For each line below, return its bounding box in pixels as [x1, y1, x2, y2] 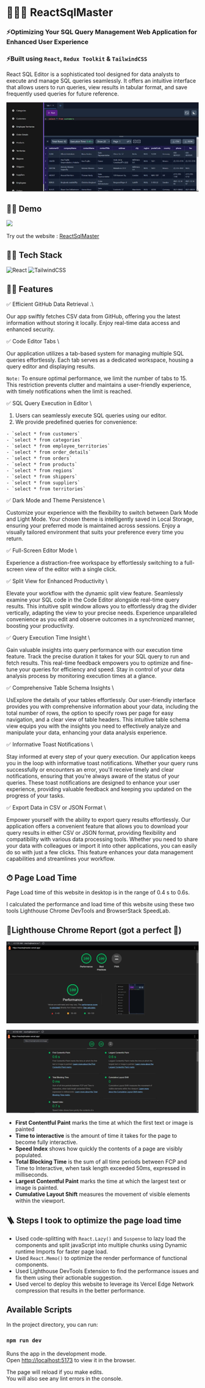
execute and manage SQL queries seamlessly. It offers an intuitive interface [6, 77, 196, 84]
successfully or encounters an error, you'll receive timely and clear [6, 766, 174, 773]
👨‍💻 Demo [6, 203, 42, 214]
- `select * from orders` [6, 455, 72, 461]
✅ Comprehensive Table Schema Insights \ [6, 684, 114, 691]
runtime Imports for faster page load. [15, 1248, 109, 1255]
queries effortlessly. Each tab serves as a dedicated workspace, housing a [6, 356, 194, 364]
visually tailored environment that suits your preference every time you [6, 528, 184, 535]
